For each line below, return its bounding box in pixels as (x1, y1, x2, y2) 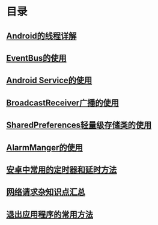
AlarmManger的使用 (6, 142, 83, 153)
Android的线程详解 (6, 31, 77, 41)
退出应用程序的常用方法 (6, 209, 93, 220)
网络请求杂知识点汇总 (6, 187, 85, 197)
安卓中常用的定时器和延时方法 (6, 164, 117, 174)
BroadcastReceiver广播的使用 (6, 97, 119, 108)
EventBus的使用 (6, 53, 67, 63)
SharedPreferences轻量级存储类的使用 (6, 120, 152, 131)
